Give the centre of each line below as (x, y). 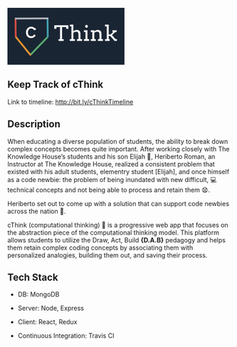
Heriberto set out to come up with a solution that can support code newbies (118, 203)
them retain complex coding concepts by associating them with (100, 247)
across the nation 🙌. (37, 211)
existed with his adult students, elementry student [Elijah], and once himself (118, 171)
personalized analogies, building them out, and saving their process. (107, 255)
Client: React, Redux (47, 322)
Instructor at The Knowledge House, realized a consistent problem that (111, 164)
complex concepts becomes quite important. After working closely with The (118, 149)
